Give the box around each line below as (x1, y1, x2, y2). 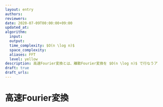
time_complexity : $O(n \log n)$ (9, 43, 75, 48)
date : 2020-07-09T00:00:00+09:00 (5, 20, 73, 26)
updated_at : (5, 25, 29, 30)
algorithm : (5, 30, 27, 34)
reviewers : (5, 16, 27, 21)
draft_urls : (5, 70, 29, 75)
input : (9, 34, 23, 39)
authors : (5, 12, 23, 16)
